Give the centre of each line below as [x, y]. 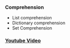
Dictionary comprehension [39, 23]
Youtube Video [23, 41]
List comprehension [32, 18]
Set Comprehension [32, 28]
